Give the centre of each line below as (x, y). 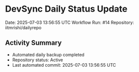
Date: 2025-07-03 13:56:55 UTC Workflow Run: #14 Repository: (69, 22)
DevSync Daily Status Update (66, 9)
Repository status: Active (38, 60)
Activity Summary (33, 43)
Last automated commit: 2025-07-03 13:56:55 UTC (64, 65)
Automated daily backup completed (48, 54)
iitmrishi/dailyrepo (23, 27)
